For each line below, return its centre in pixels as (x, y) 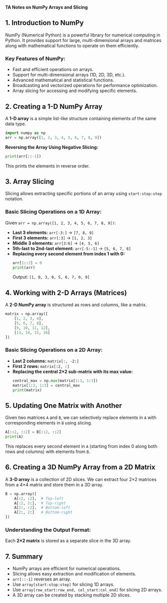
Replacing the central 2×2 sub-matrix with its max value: (73, 371)
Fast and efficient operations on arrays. (53, 69)
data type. (16, 123)
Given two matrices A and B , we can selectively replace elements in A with (81, 417)
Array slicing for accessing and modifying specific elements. (75, 91)
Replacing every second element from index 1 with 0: (68, 253)
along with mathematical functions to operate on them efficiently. (72, 45)
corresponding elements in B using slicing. (49, 423)
